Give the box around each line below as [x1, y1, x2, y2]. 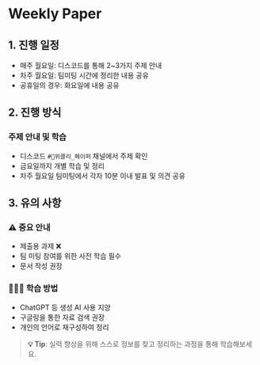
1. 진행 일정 [8, 38, 59, 51]
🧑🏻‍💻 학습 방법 [8, 283, 59, 294]
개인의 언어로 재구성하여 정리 [19, 322, 109, 332]
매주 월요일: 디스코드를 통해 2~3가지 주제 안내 [19, 61, 162, 70]
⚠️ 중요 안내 [8, 222, 51, 233]
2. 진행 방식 [8, 106, 62, 120]
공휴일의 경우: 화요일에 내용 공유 [19, 81, 120, 89]
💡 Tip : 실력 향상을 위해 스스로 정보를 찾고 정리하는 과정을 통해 [27, 339, 219, 348]
